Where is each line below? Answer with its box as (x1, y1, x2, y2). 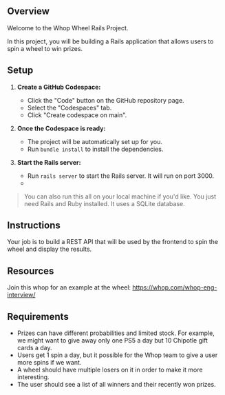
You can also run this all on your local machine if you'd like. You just (23, 192, 217, 201)
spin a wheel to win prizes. (7, 44, 83, 52)
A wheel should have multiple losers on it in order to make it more (17, 365, 203, 374)
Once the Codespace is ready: (17, 124, 106, 132)
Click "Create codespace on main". (27, 110, 127, 119)
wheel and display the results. (7, 245, 92, 254)
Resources (7, 265, 54, 276)
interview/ (7, 291, 36, 299)
